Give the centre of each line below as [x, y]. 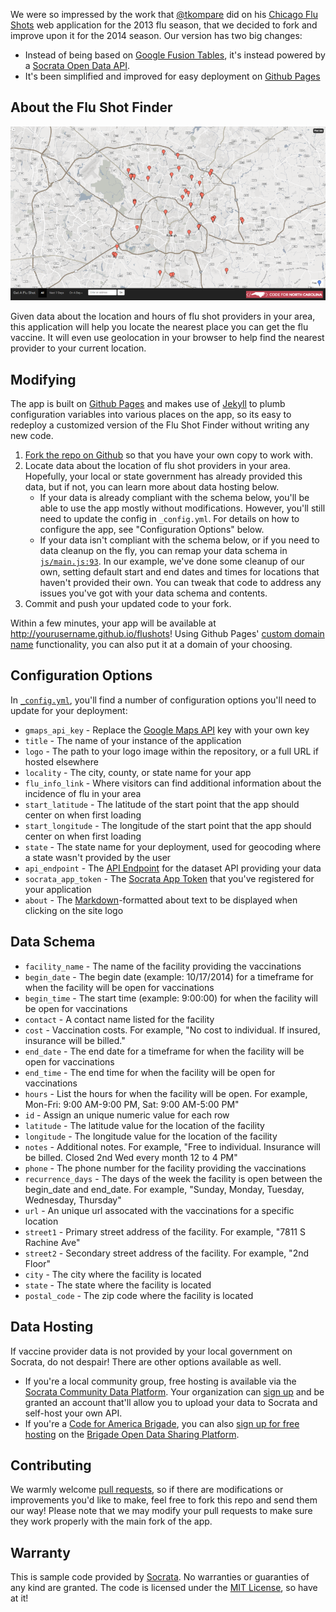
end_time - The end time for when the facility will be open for [150, 1072]
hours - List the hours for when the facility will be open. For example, [166, 1093]
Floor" [38, 1263]
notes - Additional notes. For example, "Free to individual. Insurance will [172, 1146]
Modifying [43, 379]
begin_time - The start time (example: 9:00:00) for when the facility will [171, 998]
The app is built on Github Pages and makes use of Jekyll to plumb [148, 404]
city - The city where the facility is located [113, 1274]
